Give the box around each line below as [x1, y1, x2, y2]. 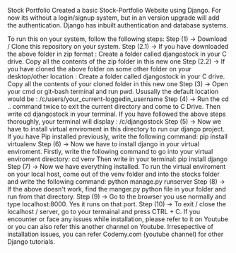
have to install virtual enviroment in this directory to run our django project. [7, 125, 225, 133]
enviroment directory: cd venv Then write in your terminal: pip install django [7, 155, 228, 163]
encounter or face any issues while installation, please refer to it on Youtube [7, 215, 228, 223]
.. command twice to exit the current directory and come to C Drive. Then [7, 102, 221, 110]
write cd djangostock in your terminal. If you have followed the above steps [7, 110, 226, 118]
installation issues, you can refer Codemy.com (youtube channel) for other [7, 230, 224, 238]
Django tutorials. [7, 237, 55, 246]
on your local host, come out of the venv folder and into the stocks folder [7, 170, 220, 178]
